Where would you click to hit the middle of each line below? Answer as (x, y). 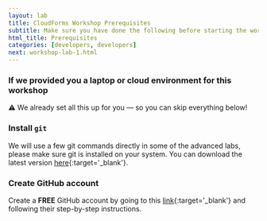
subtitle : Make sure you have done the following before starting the (128, 30)
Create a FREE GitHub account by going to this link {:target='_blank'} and (127, 200)
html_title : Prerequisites (53, 38)
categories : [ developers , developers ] (72, 45)
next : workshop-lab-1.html (53, 52)
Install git (28, 128)
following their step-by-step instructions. (75, 208)
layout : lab (28, 16)
